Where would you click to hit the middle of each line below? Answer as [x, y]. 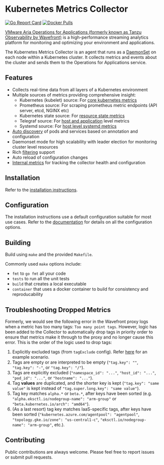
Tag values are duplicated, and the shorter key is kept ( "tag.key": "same [85, 383]
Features [19, 78]
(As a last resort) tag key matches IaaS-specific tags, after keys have [82, 409]
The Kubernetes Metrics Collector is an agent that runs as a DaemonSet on [81, 52]
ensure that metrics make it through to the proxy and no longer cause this [79, 337]
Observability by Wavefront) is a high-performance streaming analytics [77, 37]
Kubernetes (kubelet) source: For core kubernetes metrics [78, 100]
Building [18, 243]
